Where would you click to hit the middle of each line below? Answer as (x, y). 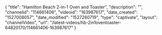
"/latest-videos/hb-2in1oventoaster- (86, 22)
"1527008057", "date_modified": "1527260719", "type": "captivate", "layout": (81, 17)
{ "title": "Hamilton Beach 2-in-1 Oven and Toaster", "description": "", (74, 7)
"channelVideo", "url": (27, 22)
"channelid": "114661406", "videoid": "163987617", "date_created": (72, 12)
